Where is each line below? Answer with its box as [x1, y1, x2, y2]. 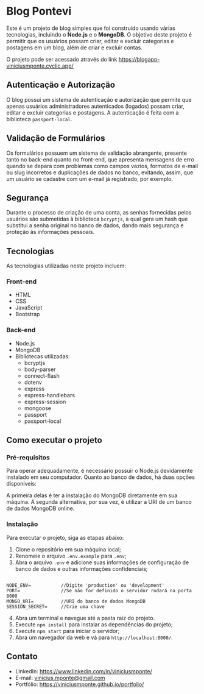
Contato [6, 651, 38, 662]
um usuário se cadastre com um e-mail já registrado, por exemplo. [6, 175, 174, 182]
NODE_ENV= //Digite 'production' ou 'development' [6, 582, 165, 589]
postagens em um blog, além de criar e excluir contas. [6, 44, 143, 51]
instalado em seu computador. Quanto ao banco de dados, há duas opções [6, 473, 195, 481]
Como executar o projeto [6, 435, 102, 445]
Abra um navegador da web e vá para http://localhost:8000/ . [15, 634, 174, 641]
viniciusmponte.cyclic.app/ [6, 62, 74, 69]
